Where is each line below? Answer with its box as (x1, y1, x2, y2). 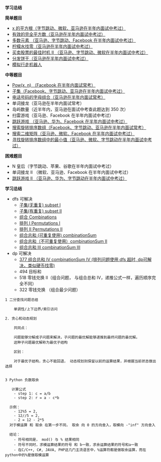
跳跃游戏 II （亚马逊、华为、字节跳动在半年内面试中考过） (12, 175, 127, 181)
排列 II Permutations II (19, 226, 63, 232)
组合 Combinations (19, 214, 57, 220)
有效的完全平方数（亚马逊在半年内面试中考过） (12, 31, 105, 37)
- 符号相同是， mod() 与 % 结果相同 (14, 437, 80, 442)
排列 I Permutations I (19, 220, 60, 226)
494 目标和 (19, 269, 42, 274)
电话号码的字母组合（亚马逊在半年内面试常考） (12, 94, 105, 100)
